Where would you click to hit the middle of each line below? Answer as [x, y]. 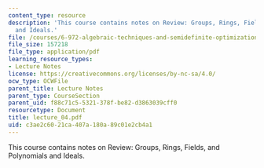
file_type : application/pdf [54, 52]
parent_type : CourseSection [54, 96]
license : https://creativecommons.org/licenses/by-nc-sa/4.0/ [112, 74]
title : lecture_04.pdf [45, 118]
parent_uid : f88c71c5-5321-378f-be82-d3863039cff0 [93, 103]
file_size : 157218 [38, 45]
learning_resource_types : [50, 60]
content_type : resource [47, 15]
